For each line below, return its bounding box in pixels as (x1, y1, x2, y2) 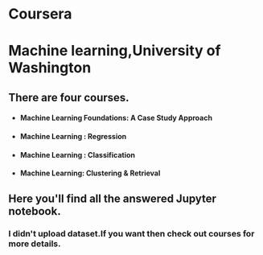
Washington (8, 59, 92, 77)
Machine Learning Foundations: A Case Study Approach (19, 113, 213, 123)
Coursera (8, 5, 72, 23)
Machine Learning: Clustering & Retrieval (19, 168, 161, 178)
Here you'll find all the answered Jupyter (8, 191, 217, 205)
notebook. (8, 204, 62, 218)
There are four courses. (8, 90, 130, 105)
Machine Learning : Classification (19, 150, 135, 159)
